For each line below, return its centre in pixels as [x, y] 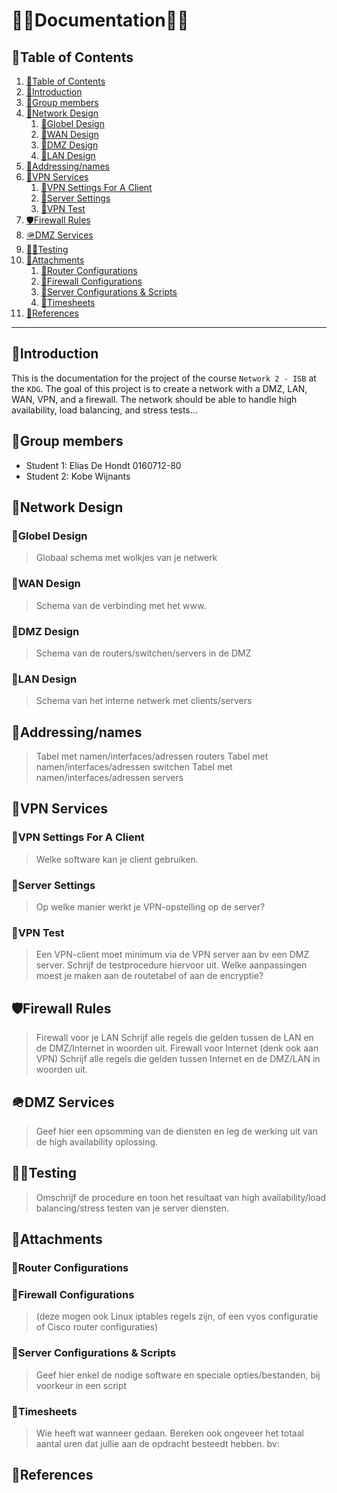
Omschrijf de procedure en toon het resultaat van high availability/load [181, 1197]
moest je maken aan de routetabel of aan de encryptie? [149, 976]
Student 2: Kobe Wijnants [78, 476]
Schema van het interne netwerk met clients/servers [144, 701]
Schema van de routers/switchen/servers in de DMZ [143, 653]
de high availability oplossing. [97, 1141]
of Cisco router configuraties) [97, 1327]
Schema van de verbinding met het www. [121, 605]
